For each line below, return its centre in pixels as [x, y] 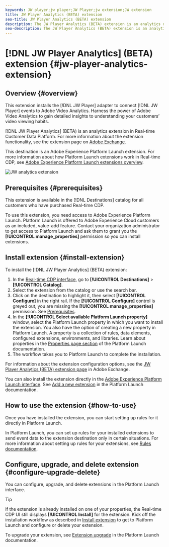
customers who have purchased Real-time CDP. [55, 205]
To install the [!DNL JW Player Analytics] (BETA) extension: [66, 269]
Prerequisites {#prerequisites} [54, 188]
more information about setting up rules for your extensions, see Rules [78, 443]
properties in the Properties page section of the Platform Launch [79, 343]
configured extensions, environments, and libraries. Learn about [79, 338]
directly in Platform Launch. [34, 423]
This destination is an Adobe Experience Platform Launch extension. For [80, 152]
